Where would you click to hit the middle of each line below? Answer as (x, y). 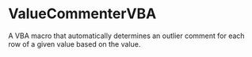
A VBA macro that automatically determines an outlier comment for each (126, 36)
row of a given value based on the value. (74, 44)
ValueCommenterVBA (82, 14)
